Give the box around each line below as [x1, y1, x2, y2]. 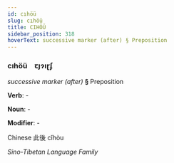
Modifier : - [7, 119, 41, 127]
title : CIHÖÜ [7, 23, 46, 31]
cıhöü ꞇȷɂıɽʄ [7, 61, 53, 71]
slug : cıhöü [7, 17, 43, 24]
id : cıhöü [7, 10, 37, 18]
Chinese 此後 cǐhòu [7, 133, 64, 142]
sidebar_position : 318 [7, 30, 75, 38]
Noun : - [7, 105, 31, 114]
